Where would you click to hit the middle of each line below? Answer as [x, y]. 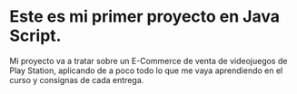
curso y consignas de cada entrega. [77, 80]
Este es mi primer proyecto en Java [144, 17]
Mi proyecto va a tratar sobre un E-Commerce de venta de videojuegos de [148, 61]
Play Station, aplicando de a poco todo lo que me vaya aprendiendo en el [146, 70]
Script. [35, 36]
